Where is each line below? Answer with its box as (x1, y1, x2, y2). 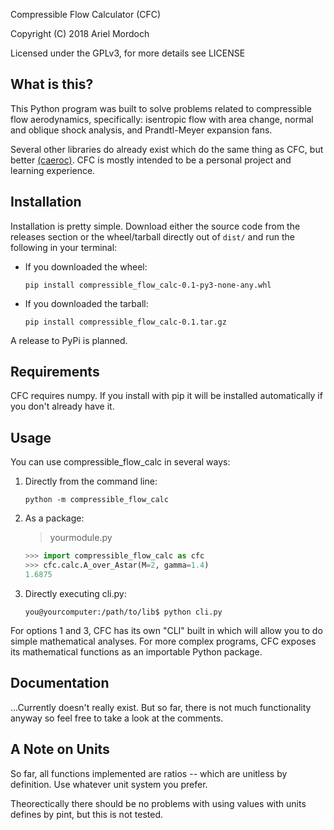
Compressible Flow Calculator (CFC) (10, 9, 162, 20)
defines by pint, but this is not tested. (10, 808, 164, 820)
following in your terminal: (10, 241, 118, 253)
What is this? (10, 76, 94, 93)
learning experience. (10, 164, 96, 176)
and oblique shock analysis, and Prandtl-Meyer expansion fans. (10, 124, 273, 136)
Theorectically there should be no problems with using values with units (10, 797, 307, 809)
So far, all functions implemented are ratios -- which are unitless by (10, 767, 288, 779)
